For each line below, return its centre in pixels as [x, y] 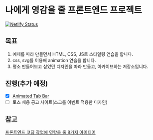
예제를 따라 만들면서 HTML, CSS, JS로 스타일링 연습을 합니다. [73, 54]
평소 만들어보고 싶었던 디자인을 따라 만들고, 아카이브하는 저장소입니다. [80, 66]
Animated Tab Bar [31, 96]
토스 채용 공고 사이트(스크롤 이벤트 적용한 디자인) [60, 102]
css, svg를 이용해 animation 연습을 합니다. [54, 60]
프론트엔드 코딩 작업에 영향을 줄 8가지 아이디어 [50, 132]
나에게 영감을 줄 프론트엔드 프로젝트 [74, 10]
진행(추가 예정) [27, 84]
